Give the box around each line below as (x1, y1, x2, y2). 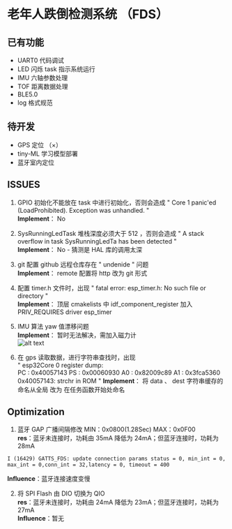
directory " (17, 291, 49, 300)
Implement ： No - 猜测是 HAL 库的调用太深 (17, 245, 143, 253)
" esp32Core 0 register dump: (17, 361, 104, 369)
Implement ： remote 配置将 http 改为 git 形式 (17, 269, 148, 277)
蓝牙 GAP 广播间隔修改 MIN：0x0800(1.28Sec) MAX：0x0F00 (17, 425, 196, 433)
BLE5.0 (17, 90, 38, 98)
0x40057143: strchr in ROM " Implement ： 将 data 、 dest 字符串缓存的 (17, 376, 224, 385)
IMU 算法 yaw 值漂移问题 (17, 322, 89, 330)
